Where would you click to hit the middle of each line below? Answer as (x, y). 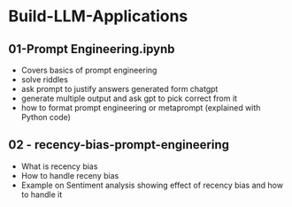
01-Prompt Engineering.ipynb (92, 49)
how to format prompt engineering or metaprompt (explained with (141, 107)
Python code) (46, 117)
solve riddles (44, 80)
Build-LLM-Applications (98, 16)
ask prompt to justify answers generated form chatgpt (119, 89)
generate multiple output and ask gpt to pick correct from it (129, 98)
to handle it (42, 194)
